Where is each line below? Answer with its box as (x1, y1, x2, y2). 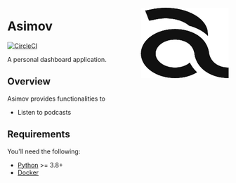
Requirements (7, 128, 70, 141)
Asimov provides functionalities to (7, 94, 105, 103)
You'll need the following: (7, 147, 81, 156)
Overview (7, 75, 51, 88)
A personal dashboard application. (7, 55, 107, 63)
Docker (17, 168, 39, 177)
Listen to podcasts (17, 108, 72, 116)
